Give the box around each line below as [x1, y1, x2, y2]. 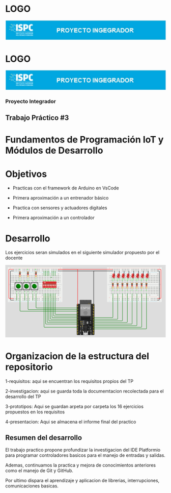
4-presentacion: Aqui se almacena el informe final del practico [5, 418, 136, 425]
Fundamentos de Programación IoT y [5, 134, 164, 145]
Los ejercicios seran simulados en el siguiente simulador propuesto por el [5, 250, 160, 256]
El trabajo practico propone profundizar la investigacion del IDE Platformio [5, 447, 161, 453]
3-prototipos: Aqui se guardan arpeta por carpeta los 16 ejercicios [5, 403, 144, 409]
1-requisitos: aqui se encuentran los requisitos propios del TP [5, 378, 134, 384]
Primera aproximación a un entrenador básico [12, 195, 109, 201]
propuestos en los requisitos [5, 409, 65, 415]
